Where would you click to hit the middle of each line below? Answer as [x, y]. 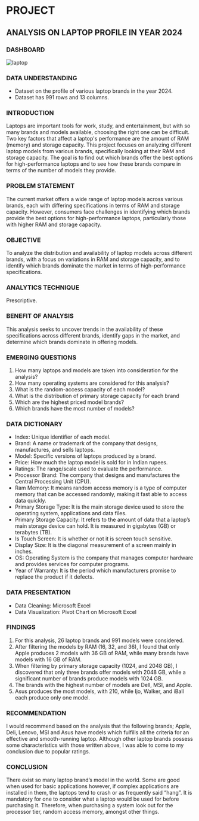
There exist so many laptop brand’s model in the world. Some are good [93, 780]
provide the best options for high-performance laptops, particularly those [96, 218]
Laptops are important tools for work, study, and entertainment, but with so [98, 126]
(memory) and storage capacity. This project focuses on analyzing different [99, 145]
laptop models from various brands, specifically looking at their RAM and [96, 151]
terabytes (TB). [33, 533]
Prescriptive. [22, 300]
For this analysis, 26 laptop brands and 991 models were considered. [99, 640]
